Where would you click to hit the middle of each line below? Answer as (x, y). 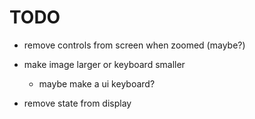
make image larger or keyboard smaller (104, 64)
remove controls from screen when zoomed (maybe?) (134, 45)
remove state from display (77, 103)
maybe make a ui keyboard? (97, 83)
